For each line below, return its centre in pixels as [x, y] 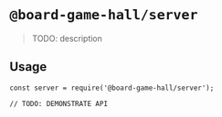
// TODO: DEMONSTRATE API [58, 103]
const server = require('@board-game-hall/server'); [112, 88]
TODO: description [67, 38]
